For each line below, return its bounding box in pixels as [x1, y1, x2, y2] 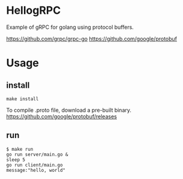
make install [6, 96, 39, 102]
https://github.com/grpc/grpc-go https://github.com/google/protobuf [6, 35, 178, 42]
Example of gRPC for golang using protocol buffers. [6, 23, 134, 31]
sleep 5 [6, 157, 26, 163]
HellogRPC [6, 4, 61, 17]
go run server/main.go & [6, 151, 68, 157]
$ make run [6, 146, 34, 152]
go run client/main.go [6, 162, 63, 168]
